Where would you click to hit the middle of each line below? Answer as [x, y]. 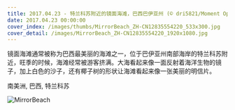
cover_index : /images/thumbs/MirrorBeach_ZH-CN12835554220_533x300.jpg [114, 26]
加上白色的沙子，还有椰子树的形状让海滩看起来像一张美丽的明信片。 [117, 71]
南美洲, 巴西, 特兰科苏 [38, 86]
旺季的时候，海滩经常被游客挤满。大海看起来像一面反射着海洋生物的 [117, 63]
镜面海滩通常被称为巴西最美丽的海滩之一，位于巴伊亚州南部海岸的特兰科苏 [114, 54]
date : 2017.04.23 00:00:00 [47, 20]
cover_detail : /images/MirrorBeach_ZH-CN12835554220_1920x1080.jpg [108, 33]
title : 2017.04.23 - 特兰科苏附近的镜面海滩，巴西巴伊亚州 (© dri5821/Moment [114, 14]
